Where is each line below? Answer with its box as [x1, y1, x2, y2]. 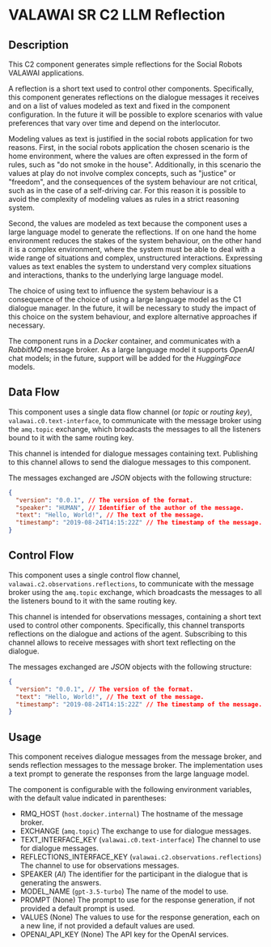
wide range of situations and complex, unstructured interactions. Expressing [8, 253, 263, 263]
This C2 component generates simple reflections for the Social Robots [8, 59, 243, 69]
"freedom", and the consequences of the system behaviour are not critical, [8, 177, 258, 186]
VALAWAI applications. [8, 68, 85, 78]
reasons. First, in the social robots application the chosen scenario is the [8, 143, 250, 152]
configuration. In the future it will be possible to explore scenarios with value [8, 109, 263, 119]
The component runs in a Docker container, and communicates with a [8, 336, 241, 345]
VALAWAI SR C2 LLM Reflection [8, 6, 226, 24]
